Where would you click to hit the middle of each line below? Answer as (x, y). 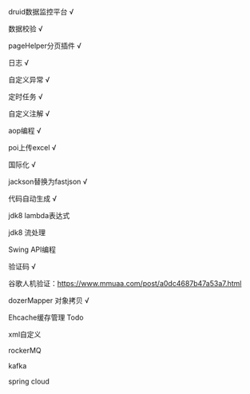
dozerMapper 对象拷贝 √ (49, 300)
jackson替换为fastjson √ (48, 181)
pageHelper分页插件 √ (45, 46)
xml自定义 (25, 334)
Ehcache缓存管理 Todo (46, 317)
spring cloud (29, 381)
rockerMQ (25, 350)
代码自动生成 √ (33, 199)
